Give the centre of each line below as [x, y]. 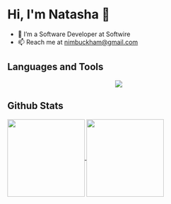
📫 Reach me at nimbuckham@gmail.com [78, 42]
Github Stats [35, 106]
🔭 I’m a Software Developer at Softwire [74, 34]
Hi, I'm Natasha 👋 [59, 15]
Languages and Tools [55, 67]
